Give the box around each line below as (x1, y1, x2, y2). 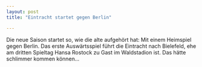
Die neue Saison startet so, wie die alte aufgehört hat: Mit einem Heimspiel (6, 36, 192, 43)
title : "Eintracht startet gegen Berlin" (6, 14, 112, 20)
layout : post (6, 8, 39, 15)
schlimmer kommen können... (6, 55, 80, 62)
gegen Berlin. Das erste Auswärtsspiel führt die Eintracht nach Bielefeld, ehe (6, 42, 197, 50)
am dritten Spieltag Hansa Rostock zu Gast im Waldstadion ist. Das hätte (6, 48, 186, 56)
